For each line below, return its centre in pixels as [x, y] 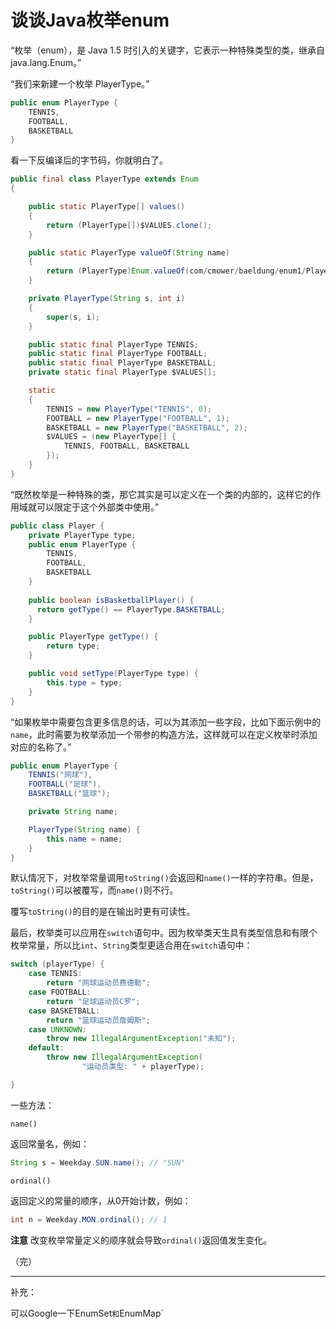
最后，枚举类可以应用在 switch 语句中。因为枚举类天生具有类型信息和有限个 [164, 933]
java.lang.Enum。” [46, 62]
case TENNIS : [55, 974]
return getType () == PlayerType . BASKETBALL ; [131, 609]
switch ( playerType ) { [57, 964]
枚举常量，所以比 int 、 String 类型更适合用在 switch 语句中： [131, 945]
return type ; [73, 646]
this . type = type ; [84, 682]
